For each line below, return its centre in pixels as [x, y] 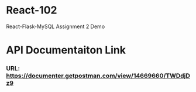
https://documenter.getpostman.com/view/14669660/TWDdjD [98, 76]
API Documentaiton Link [66, 50]
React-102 [32, 10]
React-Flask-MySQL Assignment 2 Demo [56, 26]
